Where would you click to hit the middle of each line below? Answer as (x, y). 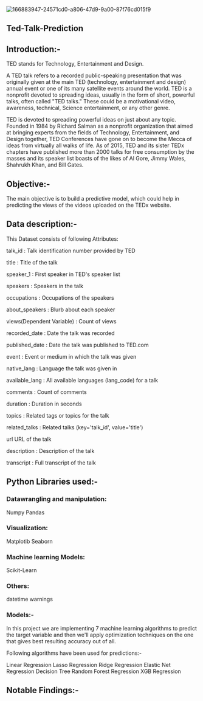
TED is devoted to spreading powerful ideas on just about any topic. (91, 120)
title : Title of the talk (32, 262)
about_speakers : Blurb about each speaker (61, 309)
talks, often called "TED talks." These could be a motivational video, (91, 102)
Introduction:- (33, 49)
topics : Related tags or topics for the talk (58, 415)
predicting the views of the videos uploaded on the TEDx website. (89, 205)
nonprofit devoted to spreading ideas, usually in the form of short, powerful (101, 95)
